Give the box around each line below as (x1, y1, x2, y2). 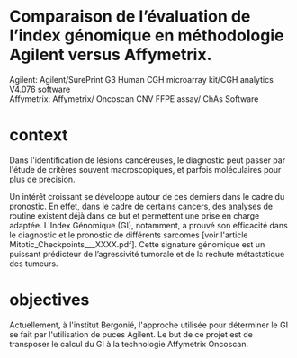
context (9, 125, 69, 146)
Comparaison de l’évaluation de (9, 6, 251, 27)
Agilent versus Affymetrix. (9, 45, 212, 65)
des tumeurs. (9, 258, 58, 269)
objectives (9, 290, 90, 310)
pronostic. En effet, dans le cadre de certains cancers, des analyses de (9, 201, 274, 211)
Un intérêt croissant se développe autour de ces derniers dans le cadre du (9, 191, 285, 201)
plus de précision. (9, 174, 76, 184)
